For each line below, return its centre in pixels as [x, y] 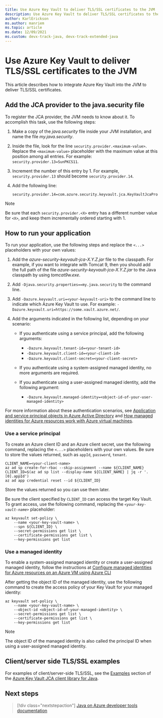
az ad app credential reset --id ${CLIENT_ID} [53, 480]
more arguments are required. [49, 373]
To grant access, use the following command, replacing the [64, 504]
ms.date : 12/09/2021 [26, 32]
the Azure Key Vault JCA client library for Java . [52, 678]
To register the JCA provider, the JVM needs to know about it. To [70, 117]
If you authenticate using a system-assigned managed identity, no [85, 368]
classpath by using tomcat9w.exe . [46, 275]
